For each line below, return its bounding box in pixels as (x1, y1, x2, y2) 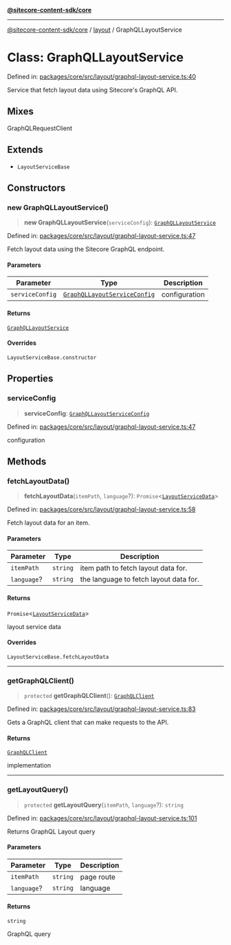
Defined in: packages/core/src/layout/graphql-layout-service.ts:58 (7, 505, 196, 513)
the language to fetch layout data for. (80, 575, 199, 584)
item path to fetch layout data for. (80, 564, 188, 573)
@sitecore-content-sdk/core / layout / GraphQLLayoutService (7, 25, 182, 34)
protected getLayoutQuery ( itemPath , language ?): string (23, 800, 184, 809)
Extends (7, 144, 43, 156)
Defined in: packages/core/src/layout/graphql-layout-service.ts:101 (7, 814, 197, 822)
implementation (7, 761, 52, 769)
